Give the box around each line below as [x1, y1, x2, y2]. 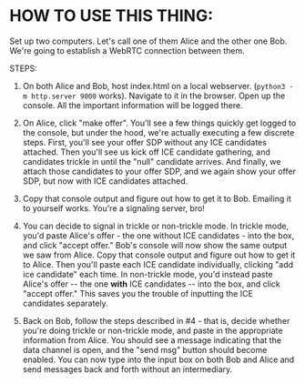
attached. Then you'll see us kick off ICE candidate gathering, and [22, 147, 271, 157]
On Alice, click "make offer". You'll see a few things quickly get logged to [22, 117, 297, 128]
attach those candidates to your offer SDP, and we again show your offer [22, 166, 296, 177]
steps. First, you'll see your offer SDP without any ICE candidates [22, 136, 267, 147]
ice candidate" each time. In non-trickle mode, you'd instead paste [22, 268, 273, 279]
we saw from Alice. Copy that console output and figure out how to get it [22, 249, 296, 260]
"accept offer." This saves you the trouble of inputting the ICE [22, 288, 253, 298]
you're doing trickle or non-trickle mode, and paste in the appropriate [22, 325, 283, 336]
